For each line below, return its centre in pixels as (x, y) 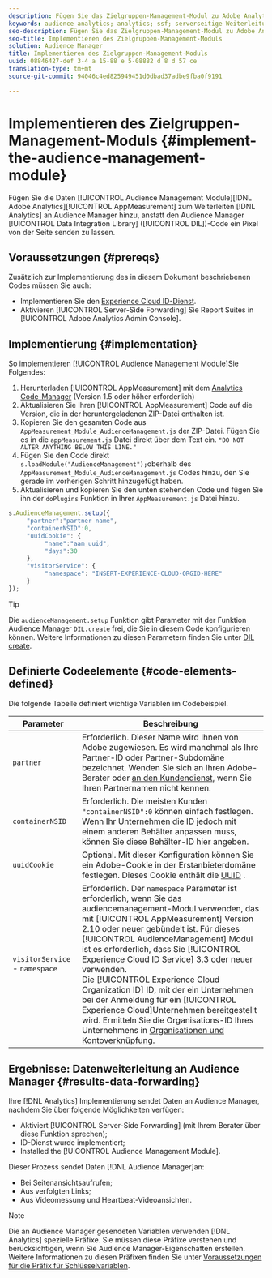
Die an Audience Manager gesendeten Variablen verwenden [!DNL (119, 1231)
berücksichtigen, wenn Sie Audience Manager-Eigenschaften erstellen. (127, 1249)
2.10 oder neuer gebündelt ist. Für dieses (161, 928)
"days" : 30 (61, 551)
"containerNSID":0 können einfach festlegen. (168, 811)
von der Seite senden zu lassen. (62, 232)
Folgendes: (27, 372)
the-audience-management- (107, 158)
